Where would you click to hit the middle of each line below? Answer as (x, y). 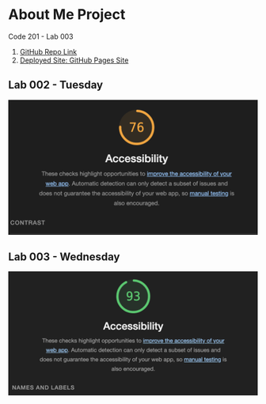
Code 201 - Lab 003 (41, 36)
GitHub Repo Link (48, 51)
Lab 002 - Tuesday (56, 85)
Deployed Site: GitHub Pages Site (74, 60)
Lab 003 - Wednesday (64, 257)
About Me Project (67, 15)
